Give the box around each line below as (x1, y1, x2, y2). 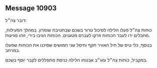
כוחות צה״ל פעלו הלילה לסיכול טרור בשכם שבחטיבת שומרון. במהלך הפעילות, (5, 27, 152, 33)
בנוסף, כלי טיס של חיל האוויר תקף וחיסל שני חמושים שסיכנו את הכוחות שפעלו (5, 42, 152, 48)
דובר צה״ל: (5, 17, 27, 23)
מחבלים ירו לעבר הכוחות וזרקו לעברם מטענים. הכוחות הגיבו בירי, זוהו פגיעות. (5, 32, 150, 38)
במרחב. (5, 47, 20, 53)
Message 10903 (5, 4, 57, 12)
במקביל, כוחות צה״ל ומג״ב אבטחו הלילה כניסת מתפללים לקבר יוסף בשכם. (5, 57, 147, 63)
